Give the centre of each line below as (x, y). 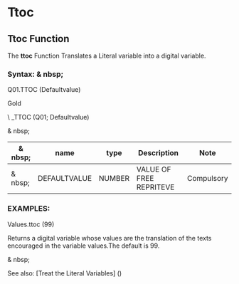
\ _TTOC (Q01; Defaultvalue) (48, 117)
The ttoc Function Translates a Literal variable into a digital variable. (107, 56)
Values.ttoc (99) (31, 224)
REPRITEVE (155, 187)
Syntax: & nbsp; (36, 74)
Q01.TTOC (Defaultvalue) (44, 90)
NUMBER (114, 179)
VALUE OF (154, 169)
